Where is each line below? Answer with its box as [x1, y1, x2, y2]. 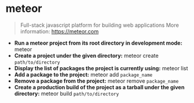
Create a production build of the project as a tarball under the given [14, 83, 185, 90]
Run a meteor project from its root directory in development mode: [14, 39, 183, 46]
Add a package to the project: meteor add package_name [14, 71, 153, 78]
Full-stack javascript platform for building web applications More [20, 21, 180, 29]
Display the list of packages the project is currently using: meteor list [14, 64, 189, 71]
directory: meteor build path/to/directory [14, 90, 119, 97]
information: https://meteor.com [20, 27, 99, 35]
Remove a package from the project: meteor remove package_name [14, 77, 179, 85]
